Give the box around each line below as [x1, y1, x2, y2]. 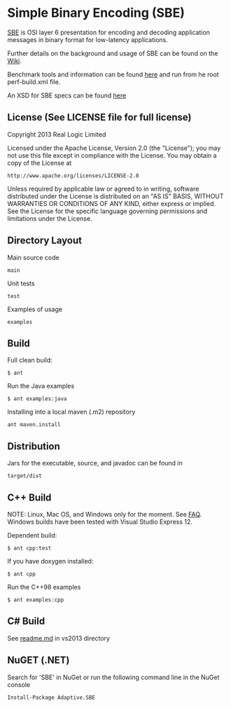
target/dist [7, 472, 42, 479]
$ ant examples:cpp [7, 597, 64, 604]
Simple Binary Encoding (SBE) [7, 5, 185, 21]
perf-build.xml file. [7, 77, 61, 86]
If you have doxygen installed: [7, 557, 94, 565]
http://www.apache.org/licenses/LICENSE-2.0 [7, 172, 139, 179]
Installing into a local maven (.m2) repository [7, 408, 136, 416]
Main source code [7, 253, 59, 261]
